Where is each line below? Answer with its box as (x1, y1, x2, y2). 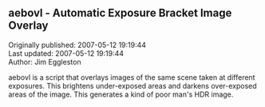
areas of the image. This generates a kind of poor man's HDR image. (8, 89, 234, 99)
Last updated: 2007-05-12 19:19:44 (8, 48, 125, 58)
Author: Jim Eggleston (8, 57, 81, 66)
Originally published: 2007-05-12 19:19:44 (8, 40, 146, 50)
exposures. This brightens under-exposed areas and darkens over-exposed (8, 81, 257, 90)
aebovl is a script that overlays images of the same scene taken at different (8, 72, 255, 82)
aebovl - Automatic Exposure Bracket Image (8, 6, 232, 20)
